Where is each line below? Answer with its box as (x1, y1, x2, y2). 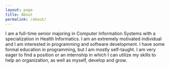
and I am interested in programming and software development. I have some (5, 41, 165, 47)
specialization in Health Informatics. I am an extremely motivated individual (5, 36, 162, 42)
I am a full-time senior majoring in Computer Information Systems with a (5, 31, 156, 37)
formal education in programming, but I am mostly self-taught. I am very (5, 46, 156, 53)
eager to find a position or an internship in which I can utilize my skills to (5, 52, 156, 58)
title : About (5, 12, 33, 17)
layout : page (5, 7, 33, 13)
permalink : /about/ (5, 17, 47, 22)
